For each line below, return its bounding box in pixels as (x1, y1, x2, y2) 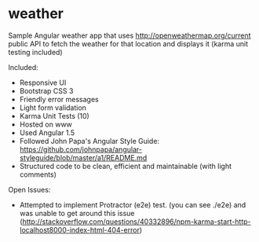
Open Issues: (8, 185, 51, 194)
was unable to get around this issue (19, 208, 135, 218)
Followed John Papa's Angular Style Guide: (19, 136, 159, 145)
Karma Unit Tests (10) (19, 111, 90, 120)
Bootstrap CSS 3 (19, 86, 74, 95)
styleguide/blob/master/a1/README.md (19, 152, 148, 162)
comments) (19, 170, 57, 179)
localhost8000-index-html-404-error (19, 225, 140, 234)
